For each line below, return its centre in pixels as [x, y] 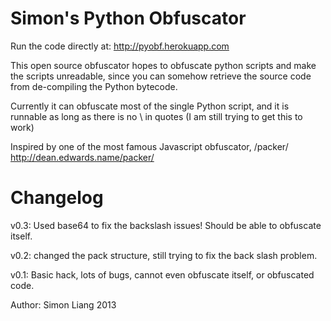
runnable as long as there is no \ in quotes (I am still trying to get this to [156, 116]
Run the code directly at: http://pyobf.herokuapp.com [120, 46]
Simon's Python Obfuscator [128, 18]
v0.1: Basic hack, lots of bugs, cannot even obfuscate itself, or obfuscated [162, 274]
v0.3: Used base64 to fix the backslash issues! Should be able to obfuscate [166, 225]
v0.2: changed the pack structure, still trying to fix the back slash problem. [164, 255]
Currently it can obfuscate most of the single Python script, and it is [150, 106]
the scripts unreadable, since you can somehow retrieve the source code [161, 76]
